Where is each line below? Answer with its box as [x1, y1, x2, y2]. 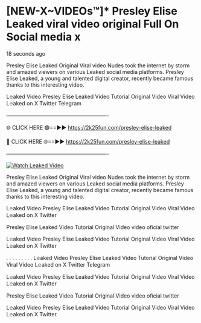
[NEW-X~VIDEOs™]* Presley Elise [6, 4, 178, 18]
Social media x [6, 30, 81, 44]
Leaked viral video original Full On [6, 17, 179, 31]
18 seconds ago [6, 50, 46, 57]
